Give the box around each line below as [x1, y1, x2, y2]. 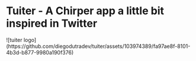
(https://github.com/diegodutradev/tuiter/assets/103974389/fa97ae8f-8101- [6, 43, 191, 50]
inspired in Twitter [6, 17, 98, 30]
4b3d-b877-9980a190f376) [6, 49, 74, 56]
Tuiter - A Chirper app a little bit [6, 4, 165, 18]
